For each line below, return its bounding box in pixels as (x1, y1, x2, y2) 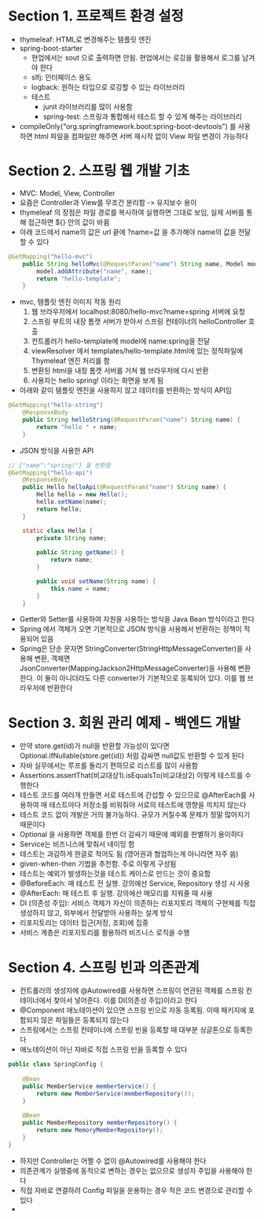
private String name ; (36, 534, 108, 542)
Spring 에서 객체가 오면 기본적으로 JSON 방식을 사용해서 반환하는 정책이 (19, 624, 242, 633)
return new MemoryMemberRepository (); (36, 1126, 163, 1134)
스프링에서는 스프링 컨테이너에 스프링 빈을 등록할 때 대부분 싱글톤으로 (19, 1025, 232, 1034)
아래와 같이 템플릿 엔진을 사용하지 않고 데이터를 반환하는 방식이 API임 (19, 386, 233, 395)
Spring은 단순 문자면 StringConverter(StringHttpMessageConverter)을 (19, 644, 244, 653)
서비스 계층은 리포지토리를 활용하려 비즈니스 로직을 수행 (19, 928, 190, 938)
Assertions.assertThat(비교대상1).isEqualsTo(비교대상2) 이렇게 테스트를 (19, 771, 244, 780)
